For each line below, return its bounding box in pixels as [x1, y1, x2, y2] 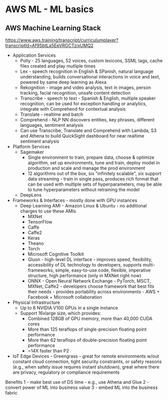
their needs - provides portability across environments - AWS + [27, 289, 160, 294]
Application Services [12, 52, 56, 58]
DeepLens [20, 192, 42, 198]
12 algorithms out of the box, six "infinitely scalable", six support [27, 170, 162, 176]
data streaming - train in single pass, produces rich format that [27, 176, 158, 182]
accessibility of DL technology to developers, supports [27, 262, 142, 268]
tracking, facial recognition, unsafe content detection [20, 90, 131, 96]
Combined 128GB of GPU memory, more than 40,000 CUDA [27, 316, 153, 322]
